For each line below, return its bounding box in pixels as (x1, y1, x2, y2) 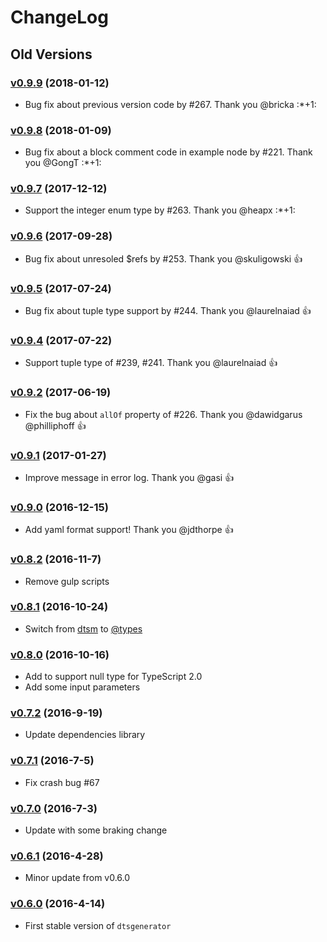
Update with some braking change (24, 824, 168, 836)
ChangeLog (10, 6, 109, 29)
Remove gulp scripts (24, 575, 110, 587)
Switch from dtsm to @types (24, 622, 143, 635)
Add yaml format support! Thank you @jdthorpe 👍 (24, 524, 234, 536)
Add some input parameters (24, 681, 141, 693)
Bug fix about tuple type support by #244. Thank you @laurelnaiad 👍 (24, 305, 312, 317)
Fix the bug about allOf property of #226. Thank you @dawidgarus (24, 408, 303, 420)
